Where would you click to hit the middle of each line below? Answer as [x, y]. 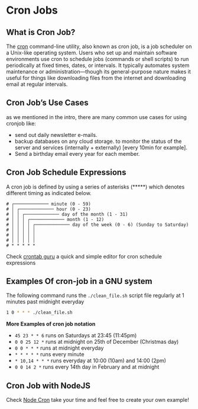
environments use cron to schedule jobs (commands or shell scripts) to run [98, 59]
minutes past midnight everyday [45, 302]
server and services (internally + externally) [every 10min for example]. [101, 147]
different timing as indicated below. [49, 193]
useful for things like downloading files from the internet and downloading [96, 78]
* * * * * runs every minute [49, 354]
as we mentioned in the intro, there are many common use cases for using [97, 117]
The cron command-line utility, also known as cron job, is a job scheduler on [99, 46]
